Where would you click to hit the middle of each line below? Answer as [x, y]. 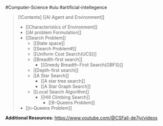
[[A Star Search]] [51, 75]
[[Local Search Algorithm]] [61, 92]
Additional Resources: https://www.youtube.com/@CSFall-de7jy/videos [81, 118]
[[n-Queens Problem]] [49, 108]
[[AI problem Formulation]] [53, 32]
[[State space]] [49, 43]
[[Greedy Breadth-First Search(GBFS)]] [82, 65]
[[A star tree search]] [63, 81]
